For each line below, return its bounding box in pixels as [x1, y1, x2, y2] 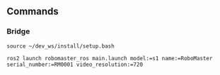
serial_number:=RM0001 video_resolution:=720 [6, 61, 143, 68]
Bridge [6, 27, 30, 36]
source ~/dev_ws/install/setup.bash [6, 42, 115, 50]
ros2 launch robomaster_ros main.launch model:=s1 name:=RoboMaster [6, 55, 213, 62]
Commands [6, 6, 59, 18]
